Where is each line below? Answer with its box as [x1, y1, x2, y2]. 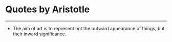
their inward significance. [12, 31, 67, 37]
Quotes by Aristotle [5, 4, 90, 15]
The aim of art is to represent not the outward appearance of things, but [12, 25, 165, 31]
